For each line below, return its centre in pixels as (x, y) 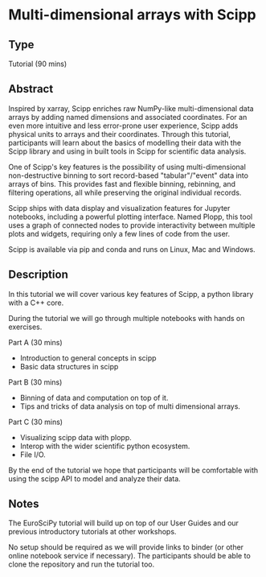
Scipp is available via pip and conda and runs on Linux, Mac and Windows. (132, 249)
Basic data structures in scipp (69, 366)
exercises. (25, 327)
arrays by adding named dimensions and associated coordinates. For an (128, 117)
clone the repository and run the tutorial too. (82, 564)
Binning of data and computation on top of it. (94, 398)
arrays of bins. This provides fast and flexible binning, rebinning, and (122, 183)
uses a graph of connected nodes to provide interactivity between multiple (132, 225)
